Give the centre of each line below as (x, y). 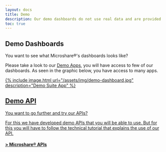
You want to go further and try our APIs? (46, 113)
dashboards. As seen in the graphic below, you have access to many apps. (82, 71)
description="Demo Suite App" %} (41, 85)
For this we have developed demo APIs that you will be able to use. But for (81, 123)
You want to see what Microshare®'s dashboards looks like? (67, 56)
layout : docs (19, 10)
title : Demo (17, 14)
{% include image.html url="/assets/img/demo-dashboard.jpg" (69, 80)
